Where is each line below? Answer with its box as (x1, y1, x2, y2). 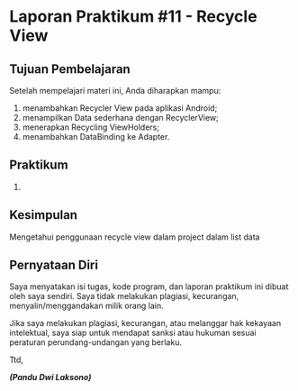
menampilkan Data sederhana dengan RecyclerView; (22, 113, 219, 123)
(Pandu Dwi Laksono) (9, 372, 92, 383)
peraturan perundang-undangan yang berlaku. (9, 337, 183, 348)
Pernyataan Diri (9, 258, 99, 273)
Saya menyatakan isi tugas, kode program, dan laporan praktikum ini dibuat (9, 281, 289, 292)
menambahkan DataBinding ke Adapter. (22, 132, 170, 141)
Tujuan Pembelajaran (9, 61, 131, 77)
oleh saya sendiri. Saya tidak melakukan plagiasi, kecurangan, (9, 291, 239, 302)
